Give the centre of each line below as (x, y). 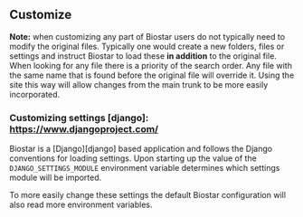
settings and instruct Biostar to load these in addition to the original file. (143, 56)
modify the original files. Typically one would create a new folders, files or (147, 46)
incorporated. (35, 94)
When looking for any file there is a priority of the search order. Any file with (151, 65)
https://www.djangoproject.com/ (84, 128)
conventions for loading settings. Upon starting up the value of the (133, 158)
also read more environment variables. (81, 205)
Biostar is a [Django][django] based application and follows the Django (141, 149)
